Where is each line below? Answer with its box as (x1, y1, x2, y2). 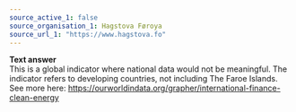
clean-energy (9, 92, 60, 103)
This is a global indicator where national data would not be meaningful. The (9, 64, 288, 74)
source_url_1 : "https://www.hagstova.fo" (9, 30, 167, 39)
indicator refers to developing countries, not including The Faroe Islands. (9, 73, 278, 84)
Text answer (9, 55, 57, 65)
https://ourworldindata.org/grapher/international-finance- (67, 82, 281, 94)
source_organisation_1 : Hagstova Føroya (9, 22, 163, 30)
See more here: (9, 82, 66, 94)
